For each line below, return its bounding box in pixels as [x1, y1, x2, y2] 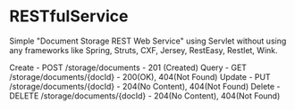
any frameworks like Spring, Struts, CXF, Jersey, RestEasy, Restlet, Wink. [9, 44, 279, 55]
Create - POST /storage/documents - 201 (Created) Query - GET [9, 62, 248, 73]
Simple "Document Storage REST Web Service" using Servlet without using [9, 35, 287, 46]
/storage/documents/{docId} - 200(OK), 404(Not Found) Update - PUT [9, 71, 271, 82]
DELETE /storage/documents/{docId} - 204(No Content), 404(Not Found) [9, 90, 281, 101]
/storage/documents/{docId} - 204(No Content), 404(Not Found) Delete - [9, 81, 281, 91]
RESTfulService [9, 6, 129, 27]
